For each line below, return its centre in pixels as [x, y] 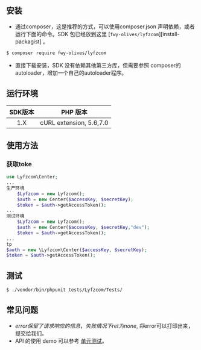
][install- [169, 34]
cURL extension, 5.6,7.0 [74, 122]
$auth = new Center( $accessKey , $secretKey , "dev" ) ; [83, 228]
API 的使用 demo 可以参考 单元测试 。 [61, 341]
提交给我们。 [31, 333]
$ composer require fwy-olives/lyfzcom [56, 53]
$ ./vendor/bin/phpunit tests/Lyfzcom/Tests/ [64, 290]
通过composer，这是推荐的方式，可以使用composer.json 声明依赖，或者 [105, 27]
